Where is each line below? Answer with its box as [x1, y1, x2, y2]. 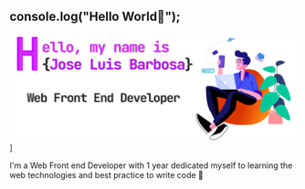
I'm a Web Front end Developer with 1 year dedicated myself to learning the [9, 160, 293, 171]
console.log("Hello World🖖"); [9, 9, 181, 25]
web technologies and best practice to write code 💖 [9, 169, 204, 180]
